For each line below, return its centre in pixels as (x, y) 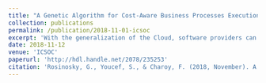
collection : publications (51, 23)
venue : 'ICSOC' (33, 52)
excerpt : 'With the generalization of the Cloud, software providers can (133, 38)
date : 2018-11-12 (37, 45)
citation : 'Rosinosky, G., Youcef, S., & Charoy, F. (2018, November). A (133, 67)
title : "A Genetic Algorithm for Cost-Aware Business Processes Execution (134, 15)
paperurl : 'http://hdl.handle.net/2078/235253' (88, 60)
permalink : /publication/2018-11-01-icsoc (79, 30)
